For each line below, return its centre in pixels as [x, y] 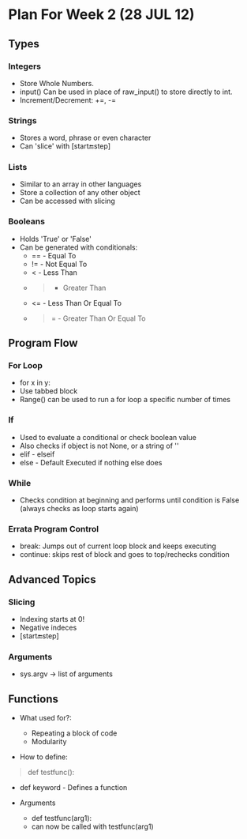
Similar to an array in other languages [80, 184]
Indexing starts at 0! [52, 619]
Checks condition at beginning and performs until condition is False [129, 500]
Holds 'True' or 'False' [56, 239]
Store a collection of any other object [80, 193]
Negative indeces [48, 628]
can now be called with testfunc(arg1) [92, 826]
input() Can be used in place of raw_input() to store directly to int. [126, 92]
